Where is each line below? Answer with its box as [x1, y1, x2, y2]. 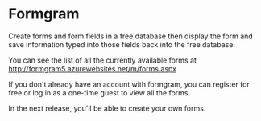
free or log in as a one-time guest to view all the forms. [8, 87, 191, 97]
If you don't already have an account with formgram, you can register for [8, 79, 250, 89]
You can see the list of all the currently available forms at [8, 55, 197, 65]
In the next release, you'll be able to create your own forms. [8, 103, 206, 113]
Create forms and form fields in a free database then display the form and [8, 31, 254, 41]
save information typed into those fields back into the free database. [8, 39, 236, 49]
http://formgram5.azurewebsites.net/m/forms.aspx [8, 63, 177, 73]
